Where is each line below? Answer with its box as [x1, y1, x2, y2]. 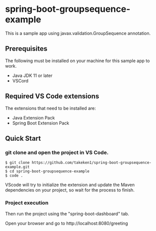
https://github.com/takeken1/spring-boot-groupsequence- [31, 160, 152, 165]
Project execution [5, 199, 49, 206]
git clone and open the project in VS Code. [5, 149, 109, 156]
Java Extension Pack [12, 115, 55, 120]
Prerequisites [5, 44, 48, 53]
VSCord [12, 77, 29, 83]
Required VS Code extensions [5, 92, 100, 101]
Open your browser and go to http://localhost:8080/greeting [5, 220, 128, 226]
